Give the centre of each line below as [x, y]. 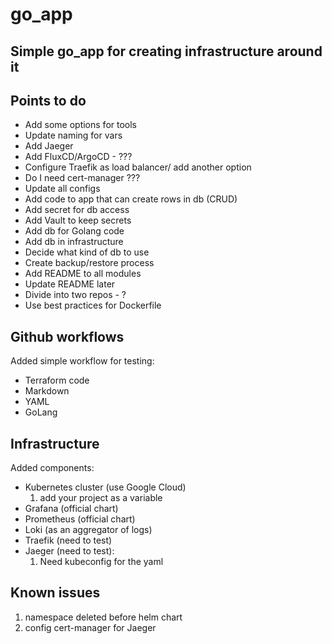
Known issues [55, 593]
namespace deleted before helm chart [103, 617]
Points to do [48, 100]
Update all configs [62, 189]
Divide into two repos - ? [75, 295]
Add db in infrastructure [74, 242]
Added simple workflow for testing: [82, 361]
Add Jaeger [49, 146]
